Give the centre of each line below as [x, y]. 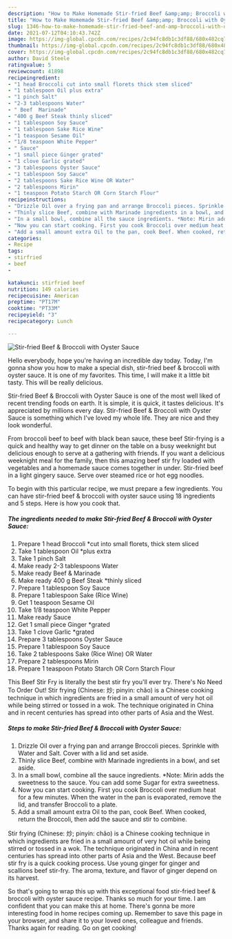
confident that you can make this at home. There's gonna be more [102, 906]
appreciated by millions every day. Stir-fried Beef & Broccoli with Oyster [110, 410]
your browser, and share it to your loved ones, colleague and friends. [106, 920]
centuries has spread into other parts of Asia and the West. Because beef [112, 855]
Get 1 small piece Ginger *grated [64, 624]
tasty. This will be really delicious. [56, 382]
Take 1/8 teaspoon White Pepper [64, 610]
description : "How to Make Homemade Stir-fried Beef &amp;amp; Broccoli [114, 13]
